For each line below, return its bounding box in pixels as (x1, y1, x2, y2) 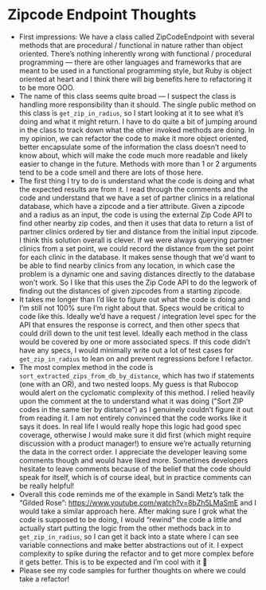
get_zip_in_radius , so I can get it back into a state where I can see (18, 532, 239, 541)
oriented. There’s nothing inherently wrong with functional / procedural (18, 49, 252, 58)
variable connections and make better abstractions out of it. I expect (18, 540, 244, 549)
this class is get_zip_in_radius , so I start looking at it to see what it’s (18, 108, 244, 117)
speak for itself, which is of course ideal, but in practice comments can (18, 472, 252, 482)
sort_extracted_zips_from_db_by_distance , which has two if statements (18, 371, 255, 380)
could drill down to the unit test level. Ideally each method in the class (18, 328, 248, 338)
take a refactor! (18, 574, 69, 584)
